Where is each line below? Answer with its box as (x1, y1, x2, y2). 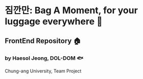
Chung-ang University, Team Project (5, 68, 82, 74)
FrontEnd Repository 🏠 (5, 36, 81, 45)
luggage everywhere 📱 (5, 16, 103, 27)
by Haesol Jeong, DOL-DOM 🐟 (5, 54, 84, 61)
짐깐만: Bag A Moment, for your (5, 5, 138, 16)
